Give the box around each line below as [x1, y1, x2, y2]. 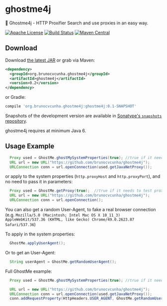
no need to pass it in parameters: [5, 179, 73, 185]
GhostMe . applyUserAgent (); [9, 241, 66, 246]
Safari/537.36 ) [5, 222, 36, 228]
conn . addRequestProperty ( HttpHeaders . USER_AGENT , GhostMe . [9, 296, 135, 301]
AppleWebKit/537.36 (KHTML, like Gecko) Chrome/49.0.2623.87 [5, 217, 135, 222]
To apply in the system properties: [5, 231, 76, 237]
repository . [5, 118, 27, 124]
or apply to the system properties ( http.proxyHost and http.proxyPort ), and [5, 173, 161, 179]
